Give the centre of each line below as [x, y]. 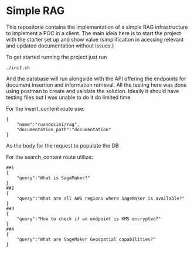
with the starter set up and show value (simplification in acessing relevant [95, 39]
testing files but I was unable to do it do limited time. [69, 97]
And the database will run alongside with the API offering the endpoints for [96, 78]
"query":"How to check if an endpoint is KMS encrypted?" [89, 219]
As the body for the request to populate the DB [62, 145]
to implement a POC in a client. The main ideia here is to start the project [94, 33]
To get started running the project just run [57, 57]
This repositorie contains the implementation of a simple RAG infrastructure [97, 27]
